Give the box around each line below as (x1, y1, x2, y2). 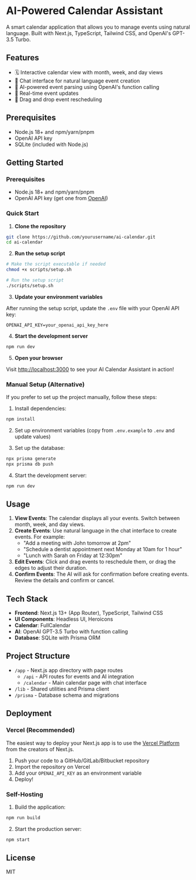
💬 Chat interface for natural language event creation (14, 77, 140, 84)
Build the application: (14, 803, 66, 810)
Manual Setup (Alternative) (6, 380, 85, 389)
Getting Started (6, 157, 64, 167)
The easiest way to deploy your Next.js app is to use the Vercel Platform (6, 739, 180, 747)
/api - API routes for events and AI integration (23, 673, 135, 680)
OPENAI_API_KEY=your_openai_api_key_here (6, 322, 109, 328)
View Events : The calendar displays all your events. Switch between (14, 515, 180, 522)
